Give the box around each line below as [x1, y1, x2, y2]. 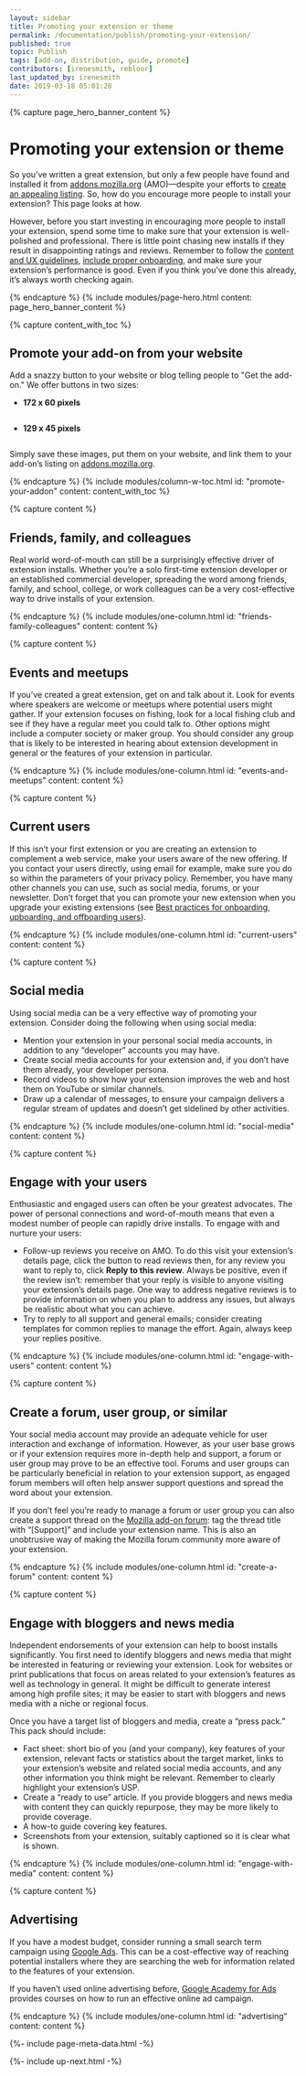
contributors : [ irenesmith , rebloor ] [9, 65, 153, 74]
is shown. [22, 1840, 59, 1852]
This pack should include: [9, 1726, 107, 1737]
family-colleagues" [9, 621, 80, 632]
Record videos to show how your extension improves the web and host [22, 1074, 290, 1085]
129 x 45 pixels [22, 423, 81, 434]
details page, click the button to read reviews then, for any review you [22, 1255, 286, 1267]
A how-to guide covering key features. [22, 1821, 168, 1832]
